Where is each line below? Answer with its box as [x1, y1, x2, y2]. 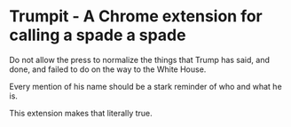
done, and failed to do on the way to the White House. [9, 64, 207, 75]
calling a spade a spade [9, 25, 186, 45]
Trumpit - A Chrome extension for [9, 6, 263, 27]
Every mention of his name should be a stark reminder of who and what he [9, 81, 282, 91]
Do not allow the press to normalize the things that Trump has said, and [9, 54, 271, 65]
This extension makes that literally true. [9, 107, 153, 118]
